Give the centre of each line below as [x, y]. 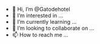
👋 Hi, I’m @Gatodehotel [41, 9]
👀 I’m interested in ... [38, 15]
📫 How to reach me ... [40, 35]
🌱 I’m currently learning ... [44, 22]
